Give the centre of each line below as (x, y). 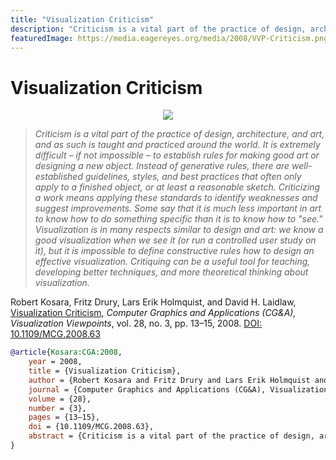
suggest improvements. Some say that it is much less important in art (178, 208)
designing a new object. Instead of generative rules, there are (162, 166)
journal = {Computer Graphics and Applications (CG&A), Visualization (178, 389)
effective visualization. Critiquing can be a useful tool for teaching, (172, 262)
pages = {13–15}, (64, 417)
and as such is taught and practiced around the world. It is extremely (177, 145)
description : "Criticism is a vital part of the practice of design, (158, 29)
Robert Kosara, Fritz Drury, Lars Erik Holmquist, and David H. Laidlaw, (153, 302)
